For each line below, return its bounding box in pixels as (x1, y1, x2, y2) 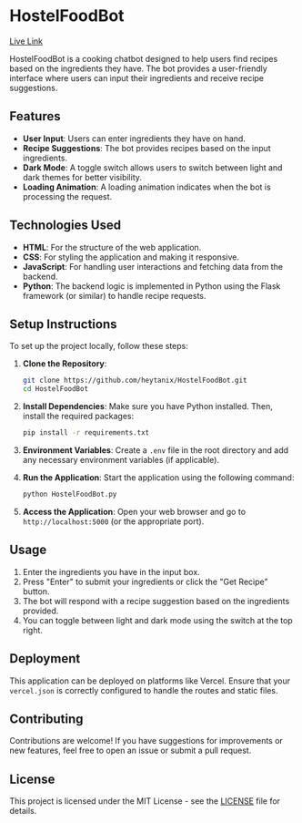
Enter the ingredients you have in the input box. (22, 566, 200, 577)
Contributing (9, 711, 84, 726)
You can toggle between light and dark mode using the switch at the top (22, 614, 293, 625)
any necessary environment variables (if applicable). (22, 455, 220, 465)
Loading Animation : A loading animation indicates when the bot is (22, 181, 271, 192)
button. (22, 585, 50, 597)
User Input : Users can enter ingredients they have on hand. (22, 133, 246, 144)
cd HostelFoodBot (22, 385, 89, 394)
